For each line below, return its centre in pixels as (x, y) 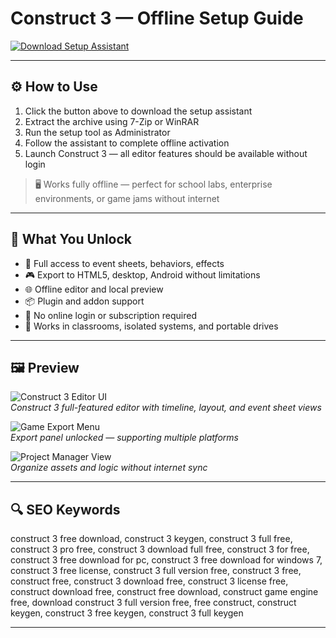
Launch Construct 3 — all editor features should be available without (166, 153)
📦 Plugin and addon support (84, 301)
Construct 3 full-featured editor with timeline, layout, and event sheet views (166, 408)
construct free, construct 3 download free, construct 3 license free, (149, 581)
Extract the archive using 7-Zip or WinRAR (112, 121)
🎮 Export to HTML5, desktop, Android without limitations (142, 274)
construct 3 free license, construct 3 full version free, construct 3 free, (156, 571)
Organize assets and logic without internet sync (109, 468)
